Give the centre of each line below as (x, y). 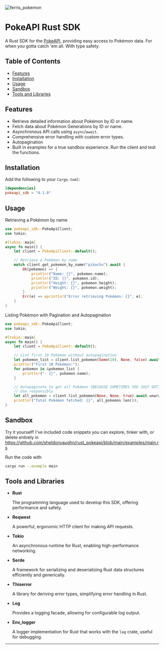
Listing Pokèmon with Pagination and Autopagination (58, 315)
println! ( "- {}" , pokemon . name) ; (57, 373)
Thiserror (22, 584)
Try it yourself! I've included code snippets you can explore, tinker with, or (80, 432)
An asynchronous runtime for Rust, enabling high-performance (75, 546)
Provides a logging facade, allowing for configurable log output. (76, 613)
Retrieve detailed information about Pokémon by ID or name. (73, 121)
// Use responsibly (34, 391)
